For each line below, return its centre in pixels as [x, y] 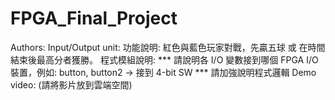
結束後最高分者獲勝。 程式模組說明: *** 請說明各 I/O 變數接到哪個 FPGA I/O [164, 59]
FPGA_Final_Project [94, 18]
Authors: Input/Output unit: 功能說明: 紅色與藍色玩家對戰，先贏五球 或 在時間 [168, 47]
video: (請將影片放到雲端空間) [71, 84]
